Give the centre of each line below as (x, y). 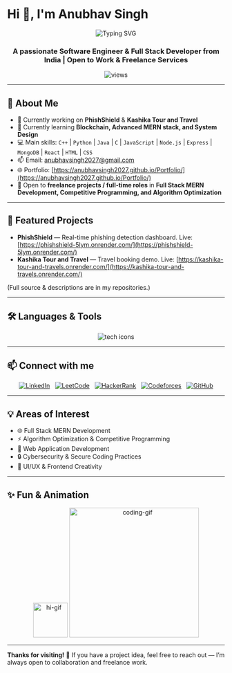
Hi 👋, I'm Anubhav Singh (78, 14)
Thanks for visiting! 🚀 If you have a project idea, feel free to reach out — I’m (116, 655)
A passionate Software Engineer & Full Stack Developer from (116, 51)
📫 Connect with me (51, 366)
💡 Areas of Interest (48, 414)
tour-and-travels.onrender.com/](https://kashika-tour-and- (101, 266)
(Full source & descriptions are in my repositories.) (79, 287)
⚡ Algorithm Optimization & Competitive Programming (94, 439)
